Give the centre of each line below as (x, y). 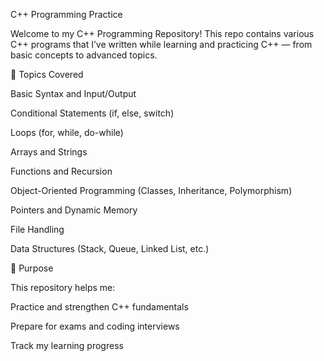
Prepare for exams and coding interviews (95, 326)
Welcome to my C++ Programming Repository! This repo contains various (162, 33)
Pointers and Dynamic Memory (74, 210)
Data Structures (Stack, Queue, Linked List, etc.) (110, 248)
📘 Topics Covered (47, 74)
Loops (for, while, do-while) (67, 132)
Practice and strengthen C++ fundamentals (99, 307)
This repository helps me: (63, 287)
